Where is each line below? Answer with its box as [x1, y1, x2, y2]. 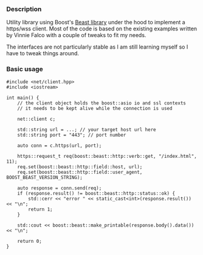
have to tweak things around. [6, 50, 80, 57]
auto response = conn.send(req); [17, 185, 102, 191]
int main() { [6, 95, 40, 101]
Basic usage [6, 65, 44, 73]
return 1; [28, 206, 53, 212]
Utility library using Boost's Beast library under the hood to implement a [6, 19, 185, 26]
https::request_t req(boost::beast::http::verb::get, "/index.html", [17, 153, 198, 159]
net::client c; [17, 116, 56, 122]
